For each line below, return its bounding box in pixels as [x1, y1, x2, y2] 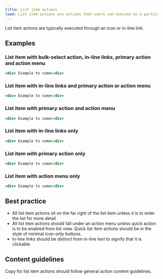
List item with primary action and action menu [5, 105, 115, 112]
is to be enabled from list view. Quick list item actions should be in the [12, 225, 152, 231]
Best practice [5, 197, 47, 205]
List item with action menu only [5, 172, 81, 179]
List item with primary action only [5, 150, 86, 157]
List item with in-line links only [5, 128, 79, 134]
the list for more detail [12, 215, 56, 221]
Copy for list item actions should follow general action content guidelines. [5, 268, 152, 274]
